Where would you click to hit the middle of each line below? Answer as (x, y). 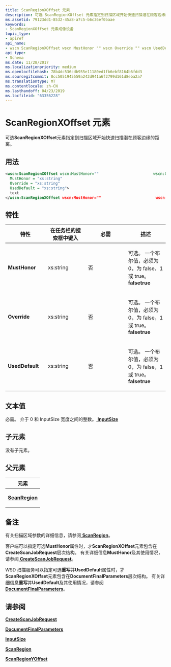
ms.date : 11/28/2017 (27, 62)
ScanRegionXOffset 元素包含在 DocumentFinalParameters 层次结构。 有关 (83, 576)
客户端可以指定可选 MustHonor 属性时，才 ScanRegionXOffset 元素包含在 (81, 546)
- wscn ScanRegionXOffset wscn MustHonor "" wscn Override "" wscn (78, 48)
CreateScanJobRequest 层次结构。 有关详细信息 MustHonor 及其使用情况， (84, 552)
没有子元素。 (19, 450)
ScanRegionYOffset (26, 659)
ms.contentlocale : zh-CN (32, 86)
